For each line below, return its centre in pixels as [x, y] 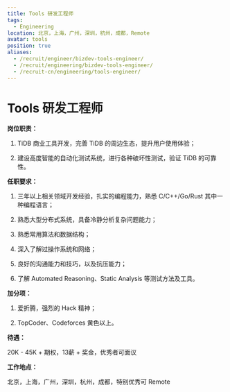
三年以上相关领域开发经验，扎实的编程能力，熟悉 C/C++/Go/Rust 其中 [117, 196]
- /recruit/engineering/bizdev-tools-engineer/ [83, 65]
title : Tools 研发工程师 [41, 14]
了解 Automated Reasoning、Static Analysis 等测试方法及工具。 [108, 279]
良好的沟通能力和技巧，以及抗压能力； [72, 264]
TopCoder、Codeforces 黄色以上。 [67, 323]
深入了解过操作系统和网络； [57, 249]
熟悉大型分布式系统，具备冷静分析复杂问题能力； [87, 220]
